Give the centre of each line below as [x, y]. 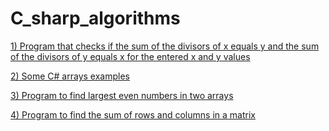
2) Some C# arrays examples [70, 76]
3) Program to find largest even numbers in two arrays [122, 95]
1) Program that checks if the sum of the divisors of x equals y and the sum [165, 46]
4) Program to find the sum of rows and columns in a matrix [133, 114]
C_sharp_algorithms [95, 18]
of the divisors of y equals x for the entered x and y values [130, 56]
